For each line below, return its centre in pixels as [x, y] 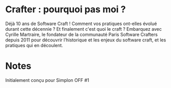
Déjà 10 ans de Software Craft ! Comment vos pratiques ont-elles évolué [81, 24]
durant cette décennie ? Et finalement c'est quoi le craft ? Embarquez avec [84, 29]
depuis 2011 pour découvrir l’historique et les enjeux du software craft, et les [86, 40]
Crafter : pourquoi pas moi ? [66, 9]
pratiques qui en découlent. [34, 45]
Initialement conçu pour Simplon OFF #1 [47, 80]
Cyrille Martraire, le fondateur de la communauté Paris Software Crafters [82, 34]
